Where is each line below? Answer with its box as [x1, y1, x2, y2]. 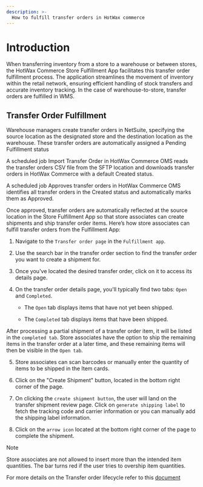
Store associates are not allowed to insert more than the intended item [6, 456, 182, 463]
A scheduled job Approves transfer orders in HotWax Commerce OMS [6, 182, 181, 190]
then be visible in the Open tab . [6, 346, 83, 354]
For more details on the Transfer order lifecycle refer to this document [6, 474, 181, 482]
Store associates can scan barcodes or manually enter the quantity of [15, 359, 190, 366]
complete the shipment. [15, 432, 75, 440]
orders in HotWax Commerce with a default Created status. [6, 170, 154, 177]
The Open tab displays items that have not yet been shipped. [24, 304, 174, 311]
